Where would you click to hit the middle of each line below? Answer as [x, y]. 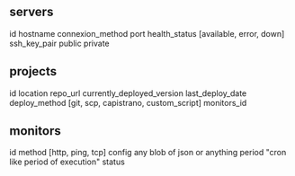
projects [33, 71]
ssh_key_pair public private [59, 43]
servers [31, 12]
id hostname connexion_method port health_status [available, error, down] [147, 33]
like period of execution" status [67, 162]
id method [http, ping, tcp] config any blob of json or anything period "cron [148, 153]
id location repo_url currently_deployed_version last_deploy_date [128, 93]
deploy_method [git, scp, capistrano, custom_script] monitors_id [128, 102]
